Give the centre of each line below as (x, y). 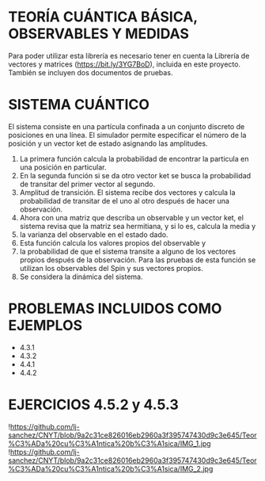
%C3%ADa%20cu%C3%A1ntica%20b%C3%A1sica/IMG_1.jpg (110, 443)
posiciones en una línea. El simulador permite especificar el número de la (127, 135)
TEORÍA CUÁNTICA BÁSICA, (103, 17)
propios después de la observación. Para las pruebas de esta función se (138, 260)
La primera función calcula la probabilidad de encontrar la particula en (134, 158)
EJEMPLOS (45, 326)
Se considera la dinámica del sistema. (81, 277)
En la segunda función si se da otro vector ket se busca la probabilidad (135, 175)
